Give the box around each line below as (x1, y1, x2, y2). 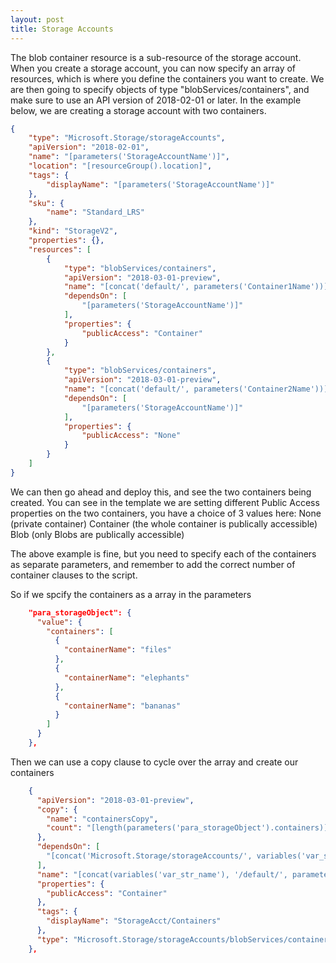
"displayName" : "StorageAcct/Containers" (46, 916, 222, 926)
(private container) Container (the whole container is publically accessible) (10, 517, 318, 530)
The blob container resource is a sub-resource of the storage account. (10, 51, 302, 63)
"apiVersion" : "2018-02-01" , (28, 142, 150, 153)
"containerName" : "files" (63, 645, 172, 655)
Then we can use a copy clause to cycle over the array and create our (10, 756, 299, 768)
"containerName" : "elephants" (63, 672, 190, 683)
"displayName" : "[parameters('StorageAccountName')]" (46, 179, 275, 190)
